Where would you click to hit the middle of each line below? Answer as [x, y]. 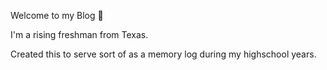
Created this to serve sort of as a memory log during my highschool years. [163, 54]
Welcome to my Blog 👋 [57, 15]
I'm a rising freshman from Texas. [79, 34]
